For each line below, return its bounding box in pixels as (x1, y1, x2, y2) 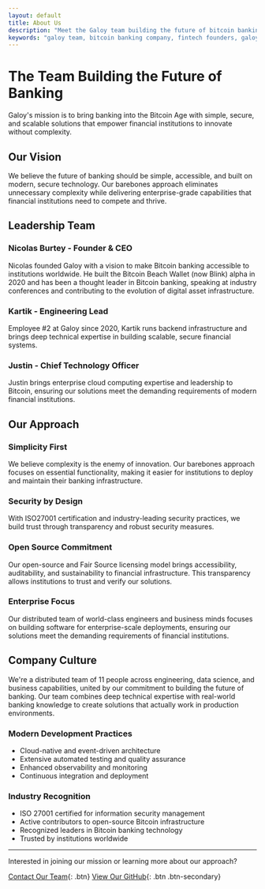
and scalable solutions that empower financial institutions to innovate (8, 119, 233, 129)
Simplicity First (8, 441, 68, 452)
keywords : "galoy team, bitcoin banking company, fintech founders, (8, 33, 238, 42)
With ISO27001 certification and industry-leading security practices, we (8, 514, 241, 523)
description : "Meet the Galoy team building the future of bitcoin (8, 26, 235, 34)
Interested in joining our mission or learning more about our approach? (8, 857, 238, 866)
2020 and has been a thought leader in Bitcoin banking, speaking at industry (8, 277, 257, 287)
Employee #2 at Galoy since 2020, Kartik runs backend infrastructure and (8, 323, 248, 332)
